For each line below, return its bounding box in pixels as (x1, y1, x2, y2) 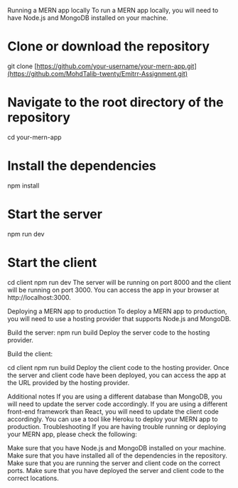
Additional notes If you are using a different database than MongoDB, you (7, 392, 222, 401)
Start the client (7, 254, 97, 271)
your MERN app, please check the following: (7, 430, 137, 438)
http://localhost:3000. (7, 293, 71, 301)
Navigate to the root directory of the (7, 94, 224, 111)
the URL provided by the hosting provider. (7, 378, 130, 386)
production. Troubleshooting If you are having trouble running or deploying (7, 422, 227, 430)
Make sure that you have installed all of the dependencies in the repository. (7, 451, 227, 460)
